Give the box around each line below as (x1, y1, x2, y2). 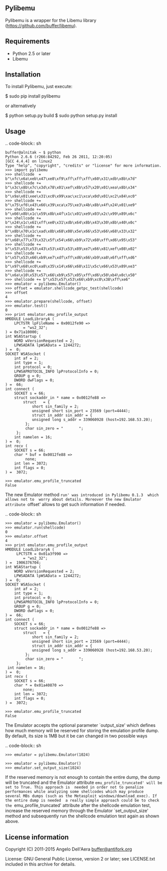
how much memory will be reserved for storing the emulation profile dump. (5, 728, 160, 734)
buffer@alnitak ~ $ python (5, 150, 61, 155)
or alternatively (5, 103, 36, 109)
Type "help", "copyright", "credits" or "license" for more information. (5, 163, 162, 168)
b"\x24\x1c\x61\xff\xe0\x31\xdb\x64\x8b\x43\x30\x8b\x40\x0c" (5, 220, 137, 225)
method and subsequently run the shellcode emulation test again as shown (5, 813, 160, 819)
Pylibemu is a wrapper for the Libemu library (5, 17, 97, 23)
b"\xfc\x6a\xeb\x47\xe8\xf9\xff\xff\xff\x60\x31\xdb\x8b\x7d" (5, 176, 137, 182)
